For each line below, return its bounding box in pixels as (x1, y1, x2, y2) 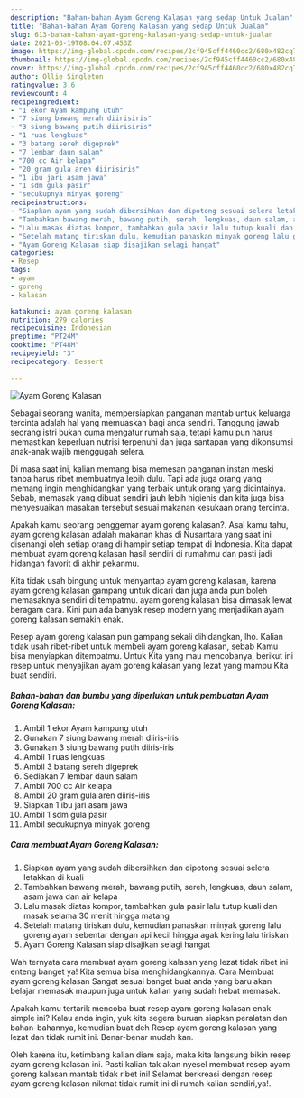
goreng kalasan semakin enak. (10, 614, 124, 624)
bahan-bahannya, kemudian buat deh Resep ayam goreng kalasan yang (10, 1022, 278, 1033)
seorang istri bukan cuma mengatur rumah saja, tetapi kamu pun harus (10, 427, 273, 437)
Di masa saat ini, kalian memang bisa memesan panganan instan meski (10, 463, 274, 474)
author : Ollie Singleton (10, 72, 104, 81)
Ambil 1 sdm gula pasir (23, 809, 107, 820)
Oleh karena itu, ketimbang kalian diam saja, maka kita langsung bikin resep (10, 1049, 291, 1060)
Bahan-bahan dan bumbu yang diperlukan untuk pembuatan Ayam (10, 690, 269, 701)
